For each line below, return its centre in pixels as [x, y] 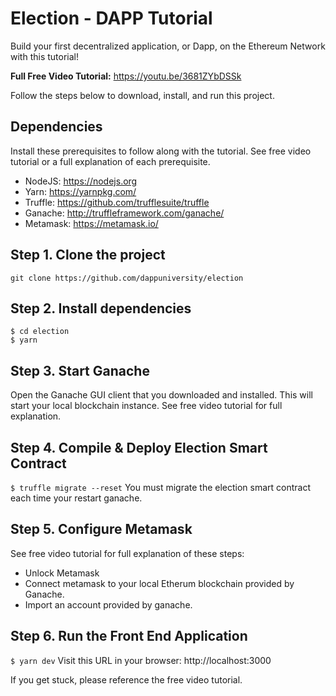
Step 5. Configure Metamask [101, 529]
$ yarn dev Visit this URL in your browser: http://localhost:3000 [141, 660]
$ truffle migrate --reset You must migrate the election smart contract [161, 487]
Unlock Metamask [62, 573]
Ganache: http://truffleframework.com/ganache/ [124, 213]
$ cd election [40, 332]
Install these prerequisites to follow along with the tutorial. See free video [161, 151]
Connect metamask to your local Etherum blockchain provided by [159, 583]
